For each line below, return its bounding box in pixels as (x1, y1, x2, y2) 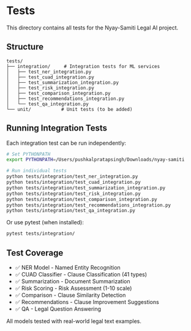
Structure (6, 42, 44, 52)
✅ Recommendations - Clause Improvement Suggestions (15, 299, 159, 305)
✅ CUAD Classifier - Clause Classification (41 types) (15, 271, 148, 278)
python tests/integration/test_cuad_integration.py (6, 179, 141, 186)
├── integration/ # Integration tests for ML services (6, 63, 160, 69)
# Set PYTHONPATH (6, 151, 51, 157)
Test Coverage (6, 248, 64, 258)
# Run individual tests (6, 168, 67, 174)
